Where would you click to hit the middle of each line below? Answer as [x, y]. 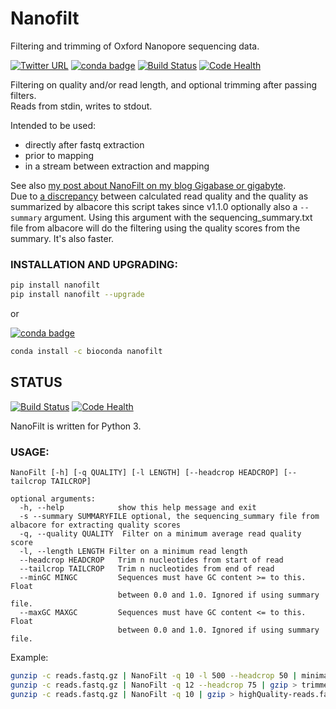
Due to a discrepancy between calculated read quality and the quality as [159, 196]
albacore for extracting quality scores [96, 525]
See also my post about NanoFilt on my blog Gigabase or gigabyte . [148, 185]
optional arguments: [53, 498]
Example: [29, 657]
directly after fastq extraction [84, 144]
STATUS [36, 382]
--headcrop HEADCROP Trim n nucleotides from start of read [151, 560]
